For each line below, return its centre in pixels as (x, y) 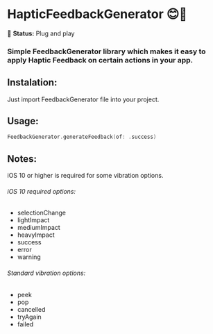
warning (29, 257)
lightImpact (33, 220)
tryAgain (29, 317)
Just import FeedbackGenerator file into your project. (83, 99)
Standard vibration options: (46, 273)
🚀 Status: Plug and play (41, 33)
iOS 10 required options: (42, 191)
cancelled (31, 309)
